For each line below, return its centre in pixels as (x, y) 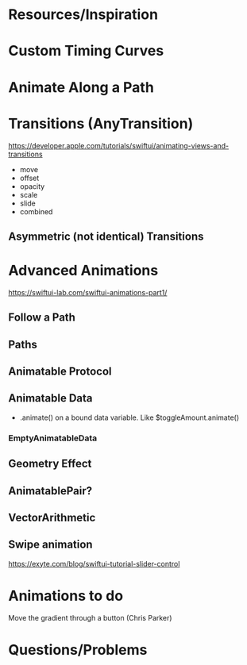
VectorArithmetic (52, 517)
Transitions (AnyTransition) (101, 123)
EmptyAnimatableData (53, 438)
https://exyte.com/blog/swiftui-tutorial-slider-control (94, 563)
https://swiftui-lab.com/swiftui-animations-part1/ (88, 292)
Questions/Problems (78, 650)
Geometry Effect (50, 464)
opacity (32, 186)
